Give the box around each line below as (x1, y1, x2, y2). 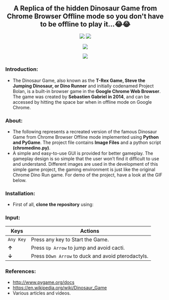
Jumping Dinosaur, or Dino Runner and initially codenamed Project (12, 82, 154, 89)
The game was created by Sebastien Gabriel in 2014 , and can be (12, 94, 150, 100)
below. (12, 177, 27, 184)
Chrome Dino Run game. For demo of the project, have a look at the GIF (12, 172, 162, 178)
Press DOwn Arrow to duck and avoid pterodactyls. (31, 252, 149, 259)
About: (5, 117, 23, 124)
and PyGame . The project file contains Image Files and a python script (12, 139, 161, 145)
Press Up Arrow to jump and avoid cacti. (31, 244, 125, 251)
